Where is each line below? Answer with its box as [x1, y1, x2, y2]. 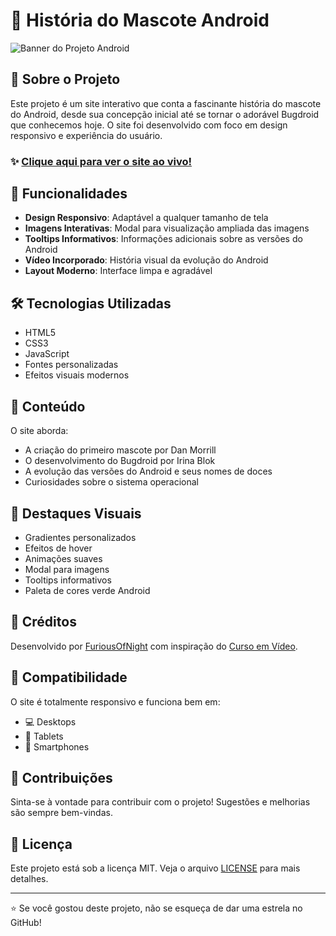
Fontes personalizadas [24, 359, 119, 371]
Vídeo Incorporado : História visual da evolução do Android [24, 254, 269, 266]
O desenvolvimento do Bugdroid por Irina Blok [24, 455, 216, 467]
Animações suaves [24, 552, 103, 564]
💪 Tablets [24, 730, 64, 742]
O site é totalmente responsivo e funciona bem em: [10, 695, 221, 708]
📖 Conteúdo [10, 398, 86, 415]
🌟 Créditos [10, 614, 77, 631]
